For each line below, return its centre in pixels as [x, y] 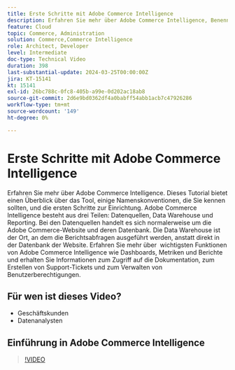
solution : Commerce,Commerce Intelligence [70, 40]
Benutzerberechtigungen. [44, 274]
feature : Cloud [29, 27]
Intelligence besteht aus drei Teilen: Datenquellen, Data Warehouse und [110, 215]
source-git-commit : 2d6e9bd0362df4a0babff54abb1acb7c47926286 [100, 99]
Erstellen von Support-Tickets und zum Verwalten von [85, 267]
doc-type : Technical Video [47, 59]
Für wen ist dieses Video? [64, 296]
